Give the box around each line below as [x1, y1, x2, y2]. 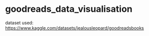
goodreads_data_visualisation [5, 3, 133, 15]
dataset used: [5, 20, 34, 26]
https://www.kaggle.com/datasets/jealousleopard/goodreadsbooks [5, 25, 144, 31]
